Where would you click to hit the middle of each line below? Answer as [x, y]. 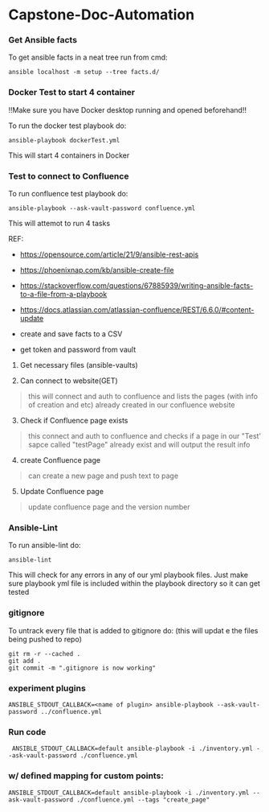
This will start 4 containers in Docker [69, 155]
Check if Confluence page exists [74, 421]
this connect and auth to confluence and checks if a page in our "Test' [145, 436]
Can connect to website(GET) [69, 381]
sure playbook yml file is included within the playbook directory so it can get [134, 583]
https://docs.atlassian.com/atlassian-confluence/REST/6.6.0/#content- [137, 310]
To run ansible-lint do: [45, 546]
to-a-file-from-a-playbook [63, 295]
